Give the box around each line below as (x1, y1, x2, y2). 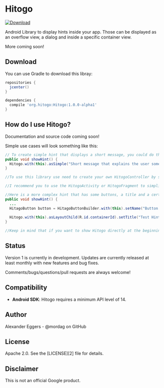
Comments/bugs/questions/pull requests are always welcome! (5, 269, 131, 275)
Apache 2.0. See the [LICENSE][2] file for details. (5, 350, 104, 356)
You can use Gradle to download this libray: (5, 71, 93, 77)
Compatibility (5, 284, 47, 292)
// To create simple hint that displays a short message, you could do (5, 152, 154, 157)
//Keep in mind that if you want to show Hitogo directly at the (5, 228, 141, 233)
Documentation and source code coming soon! (5, 133, 100, 139)
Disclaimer (5, 365, 39, 373)
